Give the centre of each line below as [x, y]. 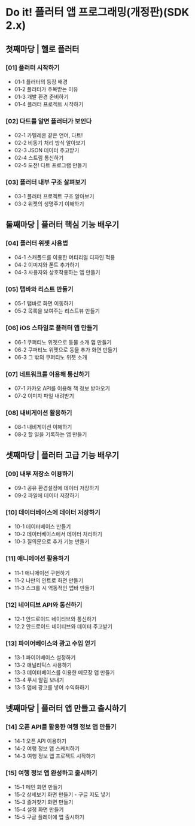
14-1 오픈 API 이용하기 [40, 741]
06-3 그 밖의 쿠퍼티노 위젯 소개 [51, 357]
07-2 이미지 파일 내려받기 [44, 396]
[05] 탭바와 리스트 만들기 [39, 289]
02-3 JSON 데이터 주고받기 [47, 150]
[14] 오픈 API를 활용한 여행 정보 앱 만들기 [61, 727]
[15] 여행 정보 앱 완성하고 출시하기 [51, 773]
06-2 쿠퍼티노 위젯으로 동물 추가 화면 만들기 [66, 350]
